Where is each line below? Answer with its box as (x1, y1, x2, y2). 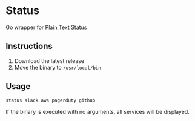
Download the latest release (14, 57, 85, 64)
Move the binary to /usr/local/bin (14, 64, 101, 71)
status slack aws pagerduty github (5, 97, 96, 103)
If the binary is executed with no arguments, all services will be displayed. (5, 108, 190, 115)
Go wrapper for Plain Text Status (5, 24, 87, 31)
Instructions (5, 41, 53, 51)
